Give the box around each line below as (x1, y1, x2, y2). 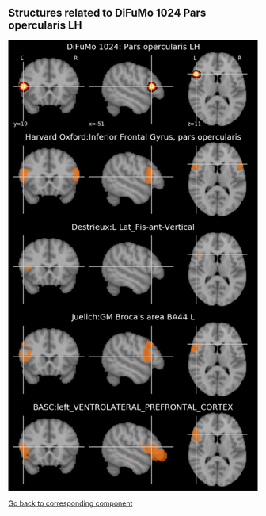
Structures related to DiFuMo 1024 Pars (8, 6, 207, 20)
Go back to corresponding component (8, 499, 133, 508)
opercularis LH (8, 19, 82, 32)
